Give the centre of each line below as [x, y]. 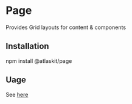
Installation [27, 46]
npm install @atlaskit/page [39, 60]
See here [17, 94]
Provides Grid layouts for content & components [66, 27]
